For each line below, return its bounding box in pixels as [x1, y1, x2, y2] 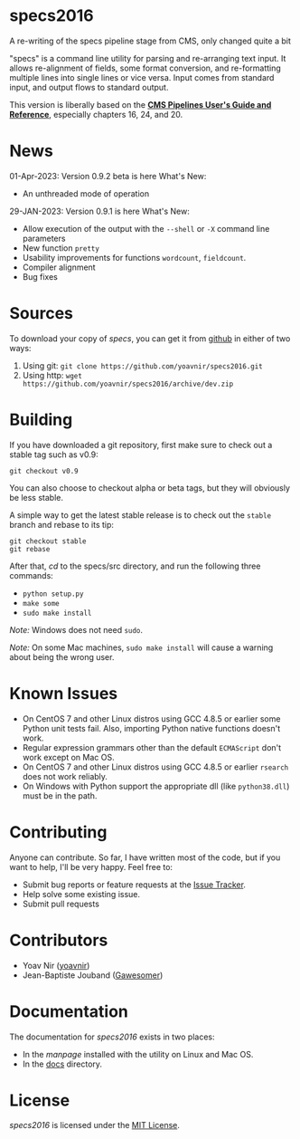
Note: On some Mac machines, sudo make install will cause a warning [9, 642, 274, 653]
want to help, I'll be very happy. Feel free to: [9, 861, 173, 872]
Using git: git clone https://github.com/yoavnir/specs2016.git [22, 359, 264, 371]
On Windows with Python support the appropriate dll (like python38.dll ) [22, 780, 290, 791]
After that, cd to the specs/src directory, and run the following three [9, 560, 261, 571]
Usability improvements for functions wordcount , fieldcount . [22, 252, 247, 263]
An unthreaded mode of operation [22, 187, 150, 199]
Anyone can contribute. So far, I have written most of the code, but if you [9, 852, 281, 863]
